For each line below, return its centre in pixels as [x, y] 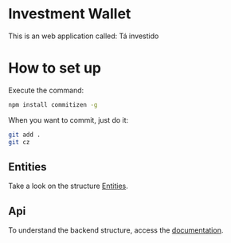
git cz [19, 142]
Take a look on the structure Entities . [69, 186]
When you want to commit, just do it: [69, 120]
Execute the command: [46, 90]
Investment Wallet [70, 14]
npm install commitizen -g [53, 104]
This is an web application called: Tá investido [84, 36]
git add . [25, 135]
